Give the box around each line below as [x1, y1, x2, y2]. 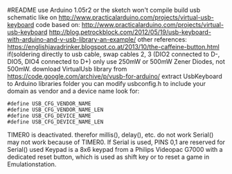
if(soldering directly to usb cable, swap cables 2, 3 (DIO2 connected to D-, [7, 50, 220, 58]
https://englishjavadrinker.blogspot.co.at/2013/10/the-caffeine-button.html [7, 43, 220, 51]
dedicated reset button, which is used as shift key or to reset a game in [7, 153, 210, 161]
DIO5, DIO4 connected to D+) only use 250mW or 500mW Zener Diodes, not [7, 58, 225, 65]
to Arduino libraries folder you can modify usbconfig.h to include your [7, 80, 206, 87]
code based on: [35, 21, 81, 28]
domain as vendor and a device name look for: [7, 87, 140, 95]
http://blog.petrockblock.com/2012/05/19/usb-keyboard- [48, 28, 211, 36]
